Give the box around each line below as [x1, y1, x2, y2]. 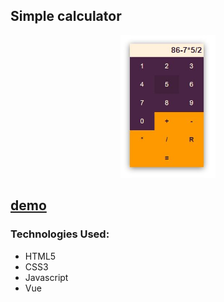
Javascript [24, 271, 69, 283]
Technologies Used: [10, 227, 110, 241]
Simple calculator [10, 8, 122, 25]
